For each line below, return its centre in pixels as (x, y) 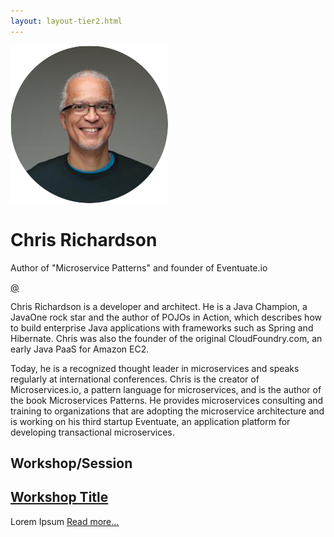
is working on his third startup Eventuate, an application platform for (150, 421)
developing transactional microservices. (92, 432)
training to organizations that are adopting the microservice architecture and (167, 411)
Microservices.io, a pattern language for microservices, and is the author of (166, 389)
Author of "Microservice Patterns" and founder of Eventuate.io (139, 267)
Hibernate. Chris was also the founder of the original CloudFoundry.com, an (166, 338)
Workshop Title (59, 497)
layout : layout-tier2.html (66, 21)
